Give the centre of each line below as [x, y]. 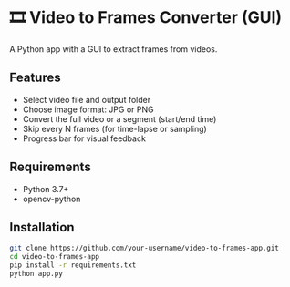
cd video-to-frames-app [55, 257]
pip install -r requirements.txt [73, 265]
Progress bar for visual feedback [84, 138]
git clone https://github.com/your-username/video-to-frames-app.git [145, 248]
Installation [42, 227]
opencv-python [52, 199]
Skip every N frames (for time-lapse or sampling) [114, 128]
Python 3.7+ [46, 189]
